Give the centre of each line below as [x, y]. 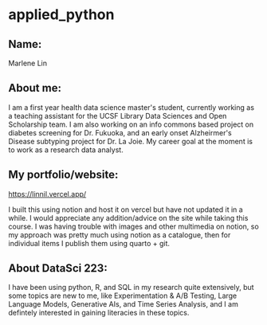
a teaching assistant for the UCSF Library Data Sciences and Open [118, 116]
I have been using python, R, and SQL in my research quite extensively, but [131, 288]
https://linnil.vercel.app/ [47, 194]
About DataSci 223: [58, 268]
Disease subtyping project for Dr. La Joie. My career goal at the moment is [131, 141]
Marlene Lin [28, 63]
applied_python [61, 15]
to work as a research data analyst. [66, 150]
